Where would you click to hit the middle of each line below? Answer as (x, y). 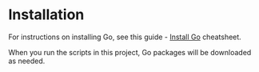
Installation (46, 15)
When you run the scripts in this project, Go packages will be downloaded (130, 52)
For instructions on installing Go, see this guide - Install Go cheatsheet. (125, 37)
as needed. (27, 61)
